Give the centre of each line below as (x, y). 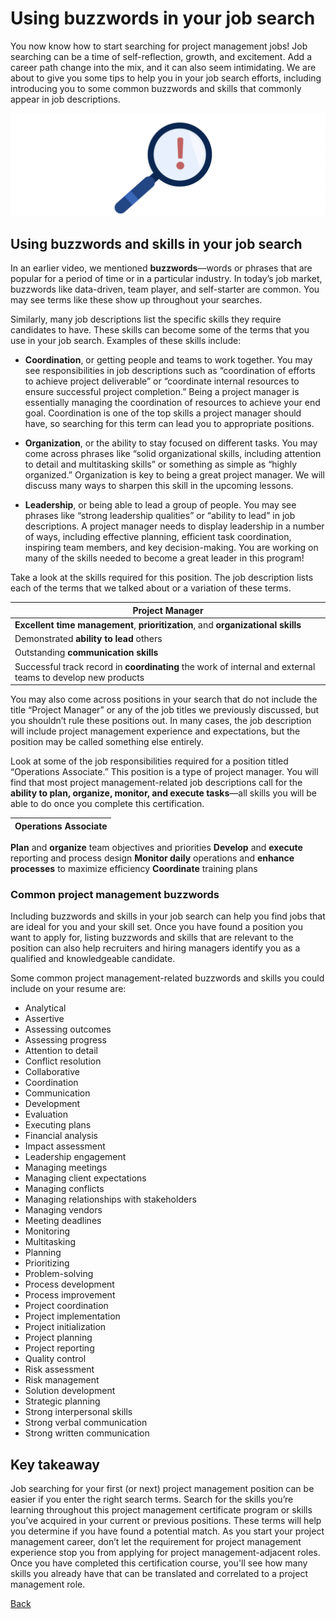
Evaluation (46, 1114)
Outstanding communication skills (86, 653)
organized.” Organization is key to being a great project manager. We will (174, 475)
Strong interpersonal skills (78, 1412)
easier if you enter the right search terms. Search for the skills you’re (152, 1499)
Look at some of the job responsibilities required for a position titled (149, 761)
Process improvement (70, 1295)
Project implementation (72, 1316)
